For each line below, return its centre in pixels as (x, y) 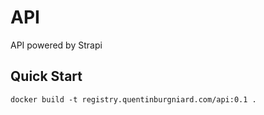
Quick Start (46, 76)
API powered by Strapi (56, 45)
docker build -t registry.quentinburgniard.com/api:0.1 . (133, 99)
